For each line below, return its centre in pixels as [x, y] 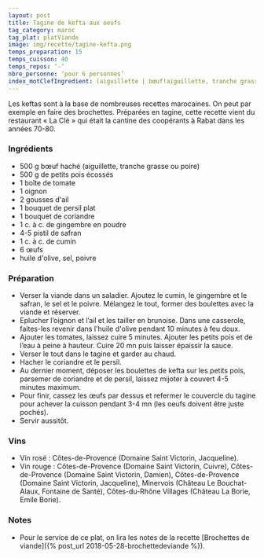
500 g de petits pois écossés [66, 174]
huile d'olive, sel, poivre [58, 258]
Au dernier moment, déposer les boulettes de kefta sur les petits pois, [132, 371]
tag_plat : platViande [44, 37]
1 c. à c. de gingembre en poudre [73, 224]
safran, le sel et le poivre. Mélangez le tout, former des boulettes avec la [136, 304]
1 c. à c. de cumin [48, 241]
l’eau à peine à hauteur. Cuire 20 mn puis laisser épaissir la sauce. [126, 346]
